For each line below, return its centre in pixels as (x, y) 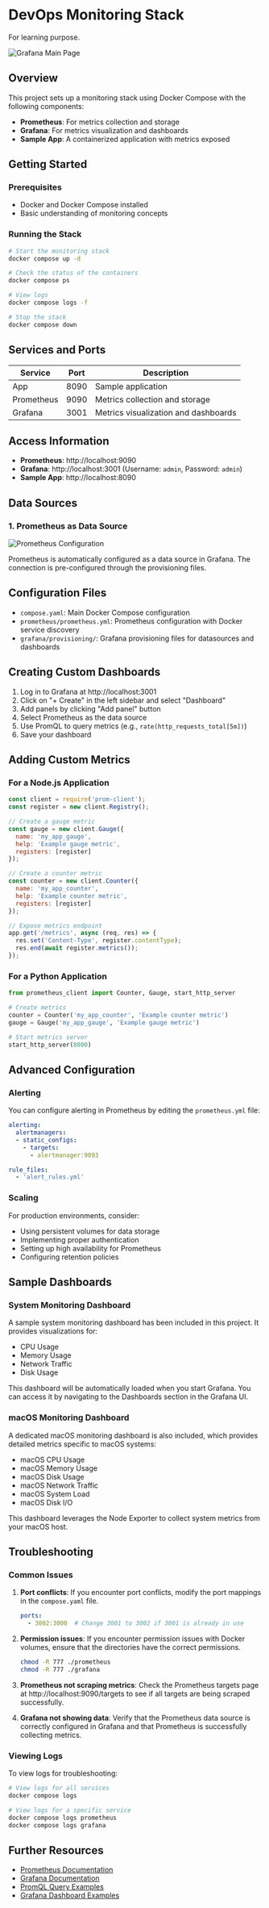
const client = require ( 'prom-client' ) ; (77, 800)
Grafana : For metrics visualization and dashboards (104, 130)
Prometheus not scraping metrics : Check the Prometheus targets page (139, 1685)
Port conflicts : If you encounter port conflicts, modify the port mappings (141, 1593)
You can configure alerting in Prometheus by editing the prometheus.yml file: (134, 1110)
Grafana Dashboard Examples (70, 1895)
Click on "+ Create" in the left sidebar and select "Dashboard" (123, 700)
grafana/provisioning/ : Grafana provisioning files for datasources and (137, 638)
